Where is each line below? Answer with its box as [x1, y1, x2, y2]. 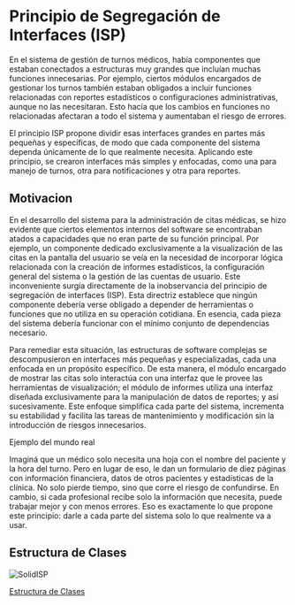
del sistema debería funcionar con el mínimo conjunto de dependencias [9, 318, 270, 328]
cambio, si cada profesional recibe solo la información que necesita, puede [9, 491, 283, 502]
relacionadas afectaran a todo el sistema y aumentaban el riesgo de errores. [9, 111, 287, 121]
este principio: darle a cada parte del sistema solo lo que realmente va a [9, 510, 272, 521]
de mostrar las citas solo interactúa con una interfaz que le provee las [9, 372, 263, 383]
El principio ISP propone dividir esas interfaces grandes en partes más [9, 127, 266, 138]
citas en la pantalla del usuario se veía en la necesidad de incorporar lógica [9, 252, 284, 263]
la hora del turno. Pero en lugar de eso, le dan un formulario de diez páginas [9, 463, 287, 474]
